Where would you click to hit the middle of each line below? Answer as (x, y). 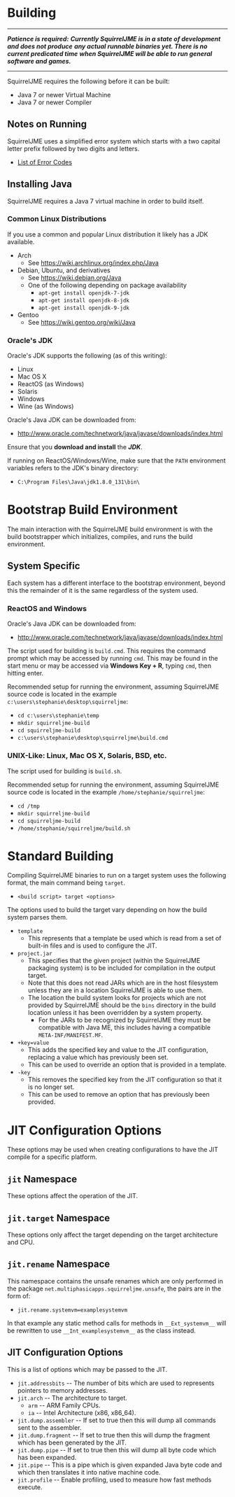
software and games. (39, 61)
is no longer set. (51, 1087)
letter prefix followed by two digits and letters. (73, 148)
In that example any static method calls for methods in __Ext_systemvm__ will (117, 1323)
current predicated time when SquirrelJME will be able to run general (110, 53)
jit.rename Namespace (59, 1264)
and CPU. (21, 1242)
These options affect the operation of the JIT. (73, 1196)
